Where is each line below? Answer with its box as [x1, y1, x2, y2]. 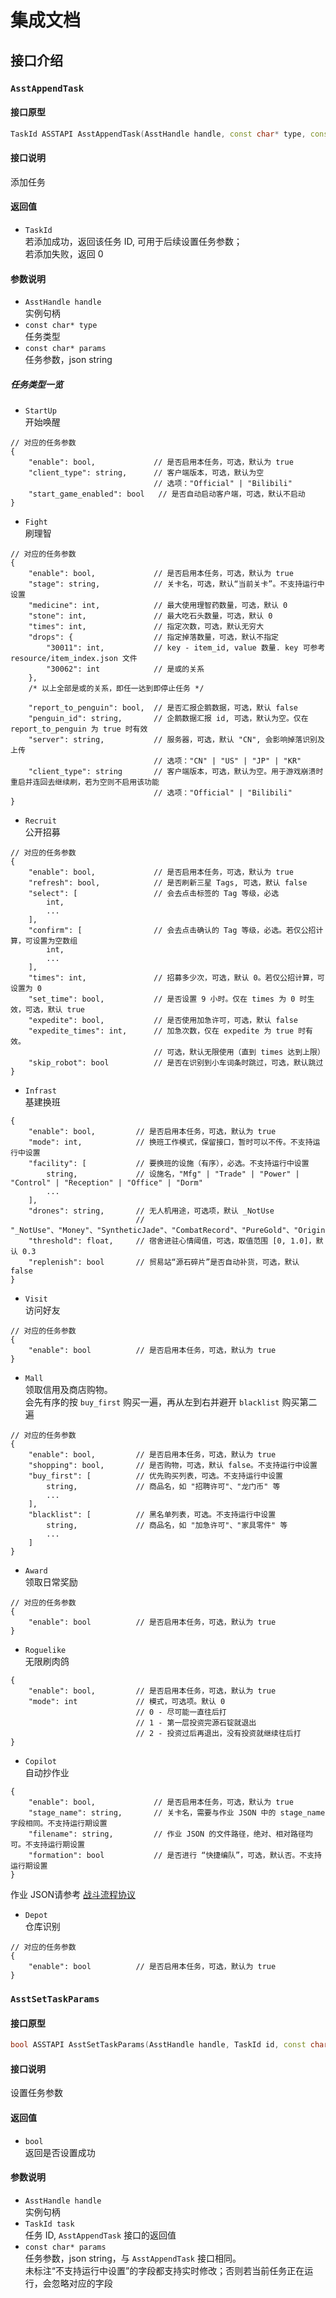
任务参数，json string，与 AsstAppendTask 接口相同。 [24, 2252, 242, 2264]
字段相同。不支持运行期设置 [10, 1819, 108, 1829]
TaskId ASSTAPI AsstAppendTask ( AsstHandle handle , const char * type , [10, 129, 307, 139]
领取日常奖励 [24, 1576, 78, 1588]
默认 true [47, 1005, 86, 1015]
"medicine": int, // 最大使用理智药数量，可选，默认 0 [28, 601, 288, 611]
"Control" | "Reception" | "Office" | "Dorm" [10, 1178, 203, 1188]
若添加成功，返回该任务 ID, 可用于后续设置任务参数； [24, 235, 243, 247]
